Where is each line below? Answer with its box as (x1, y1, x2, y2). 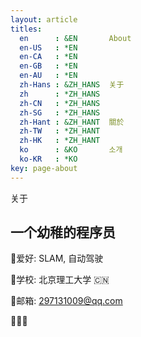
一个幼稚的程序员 (10, 224, 116, 241)
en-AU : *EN (19, 71, 78, 81)
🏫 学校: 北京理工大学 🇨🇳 (10, 274, 110, 286)
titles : (10, 24, 43, 34)
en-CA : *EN (19, 52, 78, 62)
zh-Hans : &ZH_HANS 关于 (19, 80, 125, 90)
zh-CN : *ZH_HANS (19, 98, 101, 108)
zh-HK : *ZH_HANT (19, 136, 101, 146)
